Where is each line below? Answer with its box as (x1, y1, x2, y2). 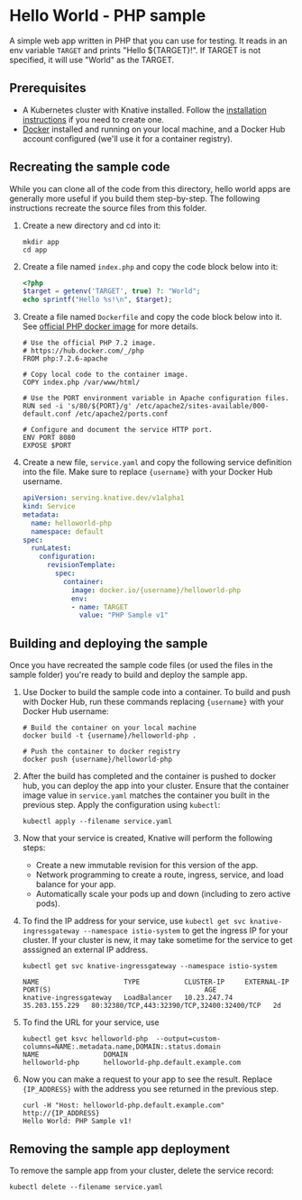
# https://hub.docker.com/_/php (22, 346, 144, 356)
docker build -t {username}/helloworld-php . (22, 731, 197, 740)
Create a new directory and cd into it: (22, 220, 161, 231)
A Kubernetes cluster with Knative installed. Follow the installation (22, 105, 268, 115)
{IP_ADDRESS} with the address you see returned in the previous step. (22, 1084, 279, 1095)
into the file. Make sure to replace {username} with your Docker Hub (22, 466, 273, 478)
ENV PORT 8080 (22, 434, 76, 443)
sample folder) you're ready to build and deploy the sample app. (9, 669, 248, 681)
